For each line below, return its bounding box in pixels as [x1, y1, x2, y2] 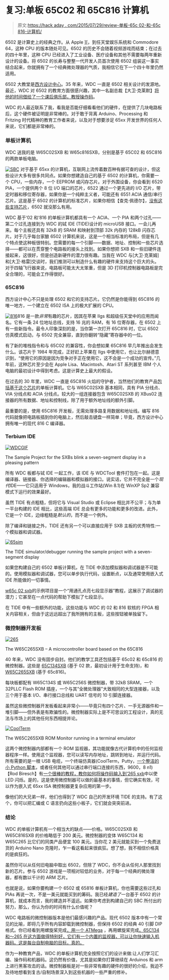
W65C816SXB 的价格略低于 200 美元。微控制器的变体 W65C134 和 [5, 832, 143, 838]
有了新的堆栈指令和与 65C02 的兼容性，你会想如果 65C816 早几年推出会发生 [5, 342, 163, 348]
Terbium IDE [5, 433, 36, 440]
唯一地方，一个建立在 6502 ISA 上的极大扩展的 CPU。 [5, 302, 117, 308]
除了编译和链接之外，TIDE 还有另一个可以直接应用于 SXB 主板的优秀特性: [5, 523, 156, 529]
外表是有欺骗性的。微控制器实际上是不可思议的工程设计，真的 [31, 709, 159, 715]
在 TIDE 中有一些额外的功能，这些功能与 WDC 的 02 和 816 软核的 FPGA [5, 604, 154, 610]
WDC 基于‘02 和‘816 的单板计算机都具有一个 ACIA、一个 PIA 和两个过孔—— [5, 214, 161, 221]
